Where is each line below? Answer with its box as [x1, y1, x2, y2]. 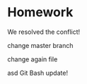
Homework [7, 4, 74, 20]
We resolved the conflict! [7, 28, 81, 36]
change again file [7, 54, 58, 64]
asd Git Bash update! [7, 68, 69, 77]
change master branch [7, 41, 74, 49]
